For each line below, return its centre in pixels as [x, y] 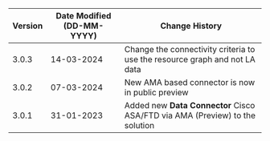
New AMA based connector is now [190, 82]
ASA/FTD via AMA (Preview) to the [190, 115]
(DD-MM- [84, 26]
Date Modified [84, 16]
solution [139, 125]
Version [28, 26]
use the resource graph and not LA [190, 59]
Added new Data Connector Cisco [190, 105]
